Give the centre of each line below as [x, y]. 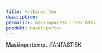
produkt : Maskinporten [34, 28]
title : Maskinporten [32, 11]
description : [22, 17]
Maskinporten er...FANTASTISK [44, 45]
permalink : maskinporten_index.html [51, 22]
